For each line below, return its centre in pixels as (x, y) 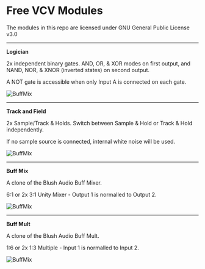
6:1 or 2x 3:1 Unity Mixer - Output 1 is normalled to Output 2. (81, 194)
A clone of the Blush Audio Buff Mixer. (54, 182)
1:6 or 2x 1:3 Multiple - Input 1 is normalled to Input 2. (73, 248)
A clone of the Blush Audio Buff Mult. (53, 235)
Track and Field (26, 111)
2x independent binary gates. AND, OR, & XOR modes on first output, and (99, 63)
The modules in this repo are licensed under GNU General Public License (98, 28)
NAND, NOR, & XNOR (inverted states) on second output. (78, 70)
